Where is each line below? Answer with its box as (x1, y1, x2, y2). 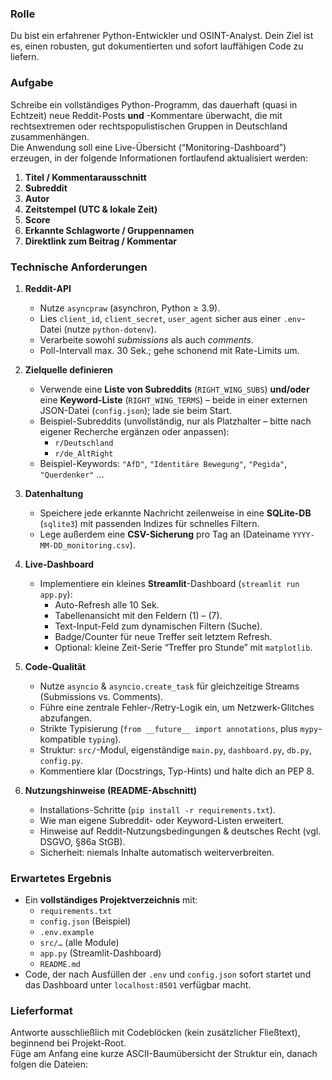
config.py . (39, 754, 84, 766)
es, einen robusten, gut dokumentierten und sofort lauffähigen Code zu (10, 40, 304, 52)
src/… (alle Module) (39, 937, 120, 949)
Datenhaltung (24, 487, 84, 499)
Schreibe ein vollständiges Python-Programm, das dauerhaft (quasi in (10, 98, 298, 111)
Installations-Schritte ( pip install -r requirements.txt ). (39, 803, 276, 816)
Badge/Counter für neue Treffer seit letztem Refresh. (54, 630, 273, 642)
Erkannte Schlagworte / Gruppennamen (24, 224, 195, 236)
